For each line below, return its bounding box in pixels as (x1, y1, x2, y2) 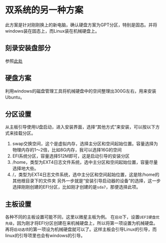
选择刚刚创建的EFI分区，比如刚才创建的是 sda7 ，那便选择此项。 (12, 184, 141, 190)
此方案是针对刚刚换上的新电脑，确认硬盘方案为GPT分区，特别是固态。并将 (5, 22, 158, 28)
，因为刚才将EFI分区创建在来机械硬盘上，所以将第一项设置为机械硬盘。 (12, 220, 158, 226)
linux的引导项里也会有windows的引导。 (5, 233, 85, 239)
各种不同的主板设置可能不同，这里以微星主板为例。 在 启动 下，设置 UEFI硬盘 (5, 214, 156, 220)
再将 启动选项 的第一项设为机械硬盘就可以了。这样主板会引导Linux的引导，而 (5, 226, 157, 233)
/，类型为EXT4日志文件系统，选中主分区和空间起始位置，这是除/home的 (12, 172, 160, 178)
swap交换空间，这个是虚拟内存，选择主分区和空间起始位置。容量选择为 (12, 141, 159, 146)
